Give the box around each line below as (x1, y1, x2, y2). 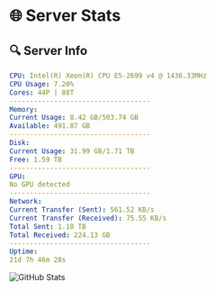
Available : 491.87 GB (9, 122, 91, 131)
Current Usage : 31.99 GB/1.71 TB (9, 146, 135, 156)
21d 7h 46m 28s (9, 256, 67, 265)
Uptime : (9, 247, 39, 257)
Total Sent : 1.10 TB (9, 222, 87, 231)
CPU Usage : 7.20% (9, 79, 75, 88)
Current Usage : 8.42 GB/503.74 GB (9, 114, 139, 123)
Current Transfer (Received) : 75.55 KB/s (9, 214, 167, 223)
